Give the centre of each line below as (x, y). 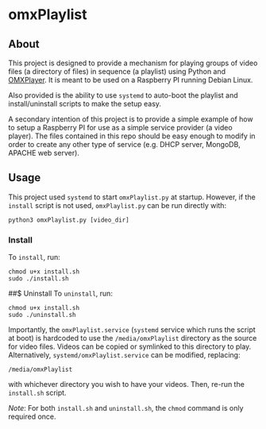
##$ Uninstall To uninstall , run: (61, 294)
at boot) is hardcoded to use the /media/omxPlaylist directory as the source (133, 338)
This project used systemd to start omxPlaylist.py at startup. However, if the (132, 197)
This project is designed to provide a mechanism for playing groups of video (133, 63)
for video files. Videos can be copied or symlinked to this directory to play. (130, 346)
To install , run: (35, 257)
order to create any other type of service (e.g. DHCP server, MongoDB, (124, 144)
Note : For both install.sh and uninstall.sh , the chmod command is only (126, 408)
